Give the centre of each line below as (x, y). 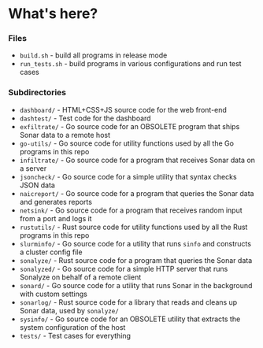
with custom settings (54, 294)
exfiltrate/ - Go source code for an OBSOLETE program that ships (130, 126)
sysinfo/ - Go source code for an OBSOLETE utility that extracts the (130, 319)
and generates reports (56, 202)
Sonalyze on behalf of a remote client (80, 277)
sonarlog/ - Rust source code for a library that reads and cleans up (128, 302)
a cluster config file (51, 252)
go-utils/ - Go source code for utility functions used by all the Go (127, 143)
